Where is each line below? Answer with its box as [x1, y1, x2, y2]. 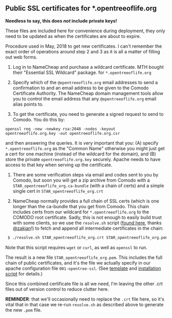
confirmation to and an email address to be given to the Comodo [12, 85, 149, 91]
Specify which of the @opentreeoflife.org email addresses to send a [12, 79, 158, 85]
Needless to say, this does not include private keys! [5, 17, 117, 24]
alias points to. [12, 101, 44, 107]
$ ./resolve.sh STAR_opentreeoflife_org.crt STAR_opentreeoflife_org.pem [7, 235, 168, 240]
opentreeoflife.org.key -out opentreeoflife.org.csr [5, 131, 120, 136]
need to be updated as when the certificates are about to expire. [5, 33, 141, 39]
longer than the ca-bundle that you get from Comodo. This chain [12, 203, 149, 209]
